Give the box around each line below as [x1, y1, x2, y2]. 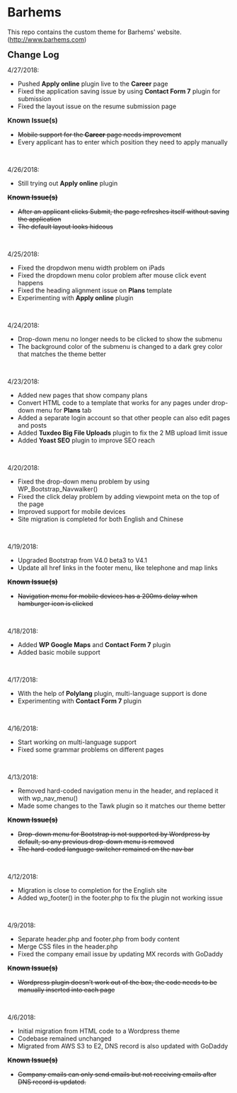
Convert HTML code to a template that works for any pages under [17, 398, 210, 407]
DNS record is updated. [17, 1077, 86, 1086]
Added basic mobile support [17, 648, 100, 656]
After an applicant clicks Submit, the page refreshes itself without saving [17, 207, 230, 216]
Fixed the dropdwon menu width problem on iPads [17, 263, 165, 272]
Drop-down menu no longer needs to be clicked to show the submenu [17, 334, 223, 343]
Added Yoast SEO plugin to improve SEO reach [17, 436, 156, 445]
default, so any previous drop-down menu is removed [17, 837, 175, 846]
